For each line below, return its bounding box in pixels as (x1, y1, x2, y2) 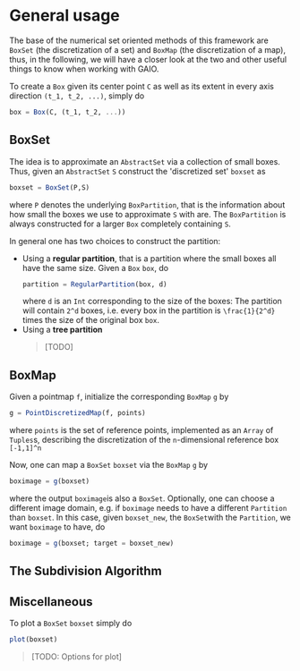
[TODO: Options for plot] (30, 650, 123, 662)
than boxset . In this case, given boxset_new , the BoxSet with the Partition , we (9, 512, 291, 522)
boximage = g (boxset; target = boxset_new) (9, 539, 175, 548)
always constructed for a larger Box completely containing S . (9, 218, 231, 229)
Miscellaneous (9, 594, 93, 609)
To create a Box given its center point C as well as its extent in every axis (9, 81, 275, 91)
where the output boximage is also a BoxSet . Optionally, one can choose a (9, 493, 275, 504)
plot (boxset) (9, 635, 58, 644)
